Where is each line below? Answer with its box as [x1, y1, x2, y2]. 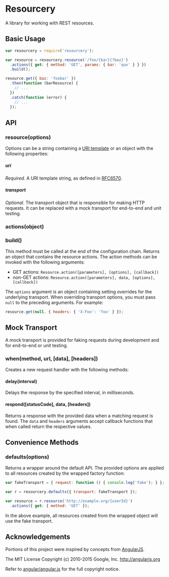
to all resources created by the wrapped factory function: [5, 470, 125, 476]
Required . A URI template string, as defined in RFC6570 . [5, 175, 123, 181]
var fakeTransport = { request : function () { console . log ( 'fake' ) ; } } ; [5, 480, 165, 485]
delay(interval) [5, 378, 38, 384]
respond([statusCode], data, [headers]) [5, 401, 91, 407]
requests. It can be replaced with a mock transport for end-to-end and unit [5, 205, 161, 211]
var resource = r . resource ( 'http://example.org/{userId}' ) [5, 499, 133, 504]
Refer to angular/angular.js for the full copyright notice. [5, 566, 120, 572]
